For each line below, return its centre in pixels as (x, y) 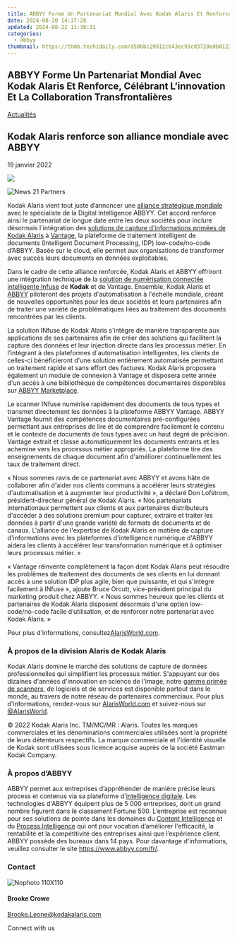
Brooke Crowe (29, 898)
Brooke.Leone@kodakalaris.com (54, 914)
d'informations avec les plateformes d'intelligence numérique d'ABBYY (110, 538)
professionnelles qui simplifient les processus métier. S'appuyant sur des (114, 673)
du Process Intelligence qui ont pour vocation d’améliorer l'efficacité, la (110, 826)
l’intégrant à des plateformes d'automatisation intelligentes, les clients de (114, 352)
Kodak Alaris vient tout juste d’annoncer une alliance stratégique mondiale (115, 205)
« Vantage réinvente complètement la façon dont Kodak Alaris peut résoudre (119, 566)
